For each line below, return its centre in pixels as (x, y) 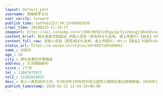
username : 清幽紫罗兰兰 (27, 14)
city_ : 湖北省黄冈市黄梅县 (29, 59)
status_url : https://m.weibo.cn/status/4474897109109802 (64, 46)
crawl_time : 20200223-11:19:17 (37, 28)
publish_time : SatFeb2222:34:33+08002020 (48, 23)
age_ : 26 (14, 55)
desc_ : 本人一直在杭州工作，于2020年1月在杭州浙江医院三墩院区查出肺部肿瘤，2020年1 (81, 81)
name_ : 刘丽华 (18, 50)
